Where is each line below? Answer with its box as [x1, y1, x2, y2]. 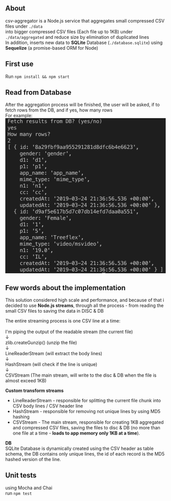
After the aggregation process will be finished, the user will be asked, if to [5, 102, 160, 108]
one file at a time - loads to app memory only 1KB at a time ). [12, 430, 140, 437]
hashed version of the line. [5, 456, 61, 463]
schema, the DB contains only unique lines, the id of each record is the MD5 [5, 451, 165, 457]
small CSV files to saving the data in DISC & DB [5, 308, 104, 314]
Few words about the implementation [5, 284, 126, 292]
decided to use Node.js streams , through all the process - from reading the [5, 302, 164, 309]
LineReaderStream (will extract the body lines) [5, 351, 103, 357]
